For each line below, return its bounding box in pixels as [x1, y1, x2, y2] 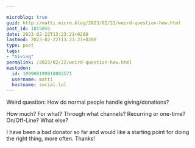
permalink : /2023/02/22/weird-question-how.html [6, 59, 132, 66]
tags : [6, 48, 20, 55]
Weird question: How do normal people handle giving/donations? [6, 98, 169, 106]
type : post [6, 42, 34, 49]
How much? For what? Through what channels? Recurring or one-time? [6, 110, 186, 118]
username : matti [12, 76, 53, 82]
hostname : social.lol [12, 82, 67, 88]
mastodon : [6, 65, 32, 71]
